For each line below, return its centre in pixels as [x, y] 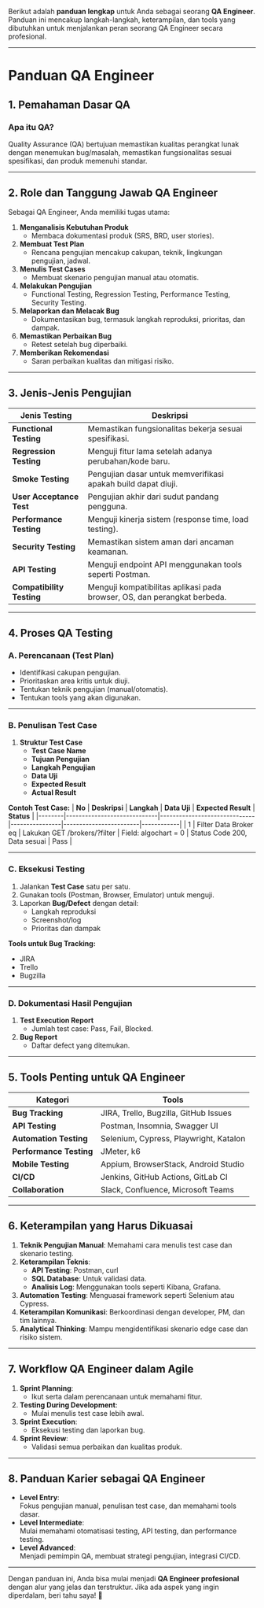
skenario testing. [46, 1253]
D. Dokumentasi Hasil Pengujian [70, 1003]
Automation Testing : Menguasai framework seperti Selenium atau [127, 1295]
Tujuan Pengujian [60, 760]
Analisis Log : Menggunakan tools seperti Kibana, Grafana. [126, 1287]
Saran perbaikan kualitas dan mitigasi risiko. [103, 360]
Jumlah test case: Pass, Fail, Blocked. [92, 1029]
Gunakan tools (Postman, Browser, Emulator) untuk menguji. [117, 895]
